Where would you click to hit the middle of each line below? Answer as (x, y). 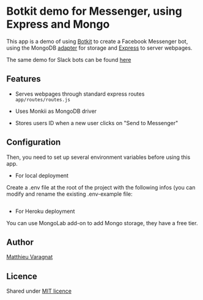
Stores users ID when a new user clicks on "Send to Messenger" (97, 123)
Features (24, 79)
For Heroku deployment (45, 211)
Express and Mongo (58, 24)
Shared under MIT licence (39, 291)
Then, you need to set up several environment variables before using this (98, 157)
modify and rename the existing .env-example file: (69, 194)
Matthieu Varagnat (30, 257)
